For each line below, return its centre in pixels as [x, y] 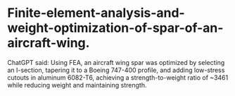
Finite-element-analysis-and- [96, 13]
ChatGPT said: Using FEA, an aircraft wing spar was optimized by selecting [116, 62]
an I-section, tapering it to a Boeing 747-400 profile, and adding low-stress [116, 70]
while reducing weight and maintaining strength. [77, 85]
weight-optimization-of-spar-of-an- [115, 28]
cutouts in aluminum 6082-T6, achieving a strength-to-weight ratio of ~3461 [118, 77]
